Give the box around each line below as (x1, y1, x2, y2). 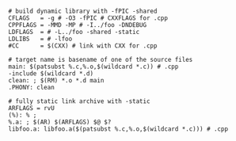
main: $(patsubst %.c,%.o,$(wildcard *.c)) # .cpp (8, 63, 179, 70)
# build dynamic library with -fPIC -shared (8, 7, 158, 15)
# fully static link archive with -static (8, 97, 150, 105)
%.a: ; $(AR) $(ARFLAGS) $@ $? (8, 118, 112, 126)
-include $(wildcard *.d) (8, 70, 93, 78)
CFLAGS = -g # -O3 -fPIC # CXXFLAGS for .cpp (8, 14, 169, 22)
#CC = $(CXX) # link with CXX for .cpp (8, 42, 158, 50)
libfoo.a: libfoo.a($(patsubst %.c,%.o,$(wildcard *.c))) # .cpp (8, 125, 228, 133)
